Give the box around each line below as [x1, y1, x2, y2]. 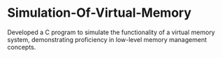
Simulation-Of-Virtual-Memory [7, 5, 192, 21]
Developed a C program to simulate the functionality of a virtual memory [7, 28, 215, 36]
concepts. [7, 43, 36, 51]
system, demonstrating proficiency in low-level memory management [7, 35, 207, 43]
